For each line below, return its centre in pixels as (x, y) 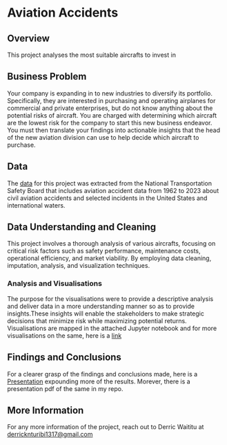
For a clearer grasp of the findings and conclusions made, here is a (102, 374)
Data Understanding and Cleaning (82, 227)
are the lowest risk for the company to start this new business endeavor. (110, 122)
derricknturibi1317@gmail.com (50, 435)
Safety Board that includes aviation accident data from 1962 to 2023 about (113, 190)
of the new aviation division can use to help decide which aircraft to (103, 137)
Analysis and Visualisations (55, 284)
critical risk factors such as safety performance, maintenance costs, (104, 251)
